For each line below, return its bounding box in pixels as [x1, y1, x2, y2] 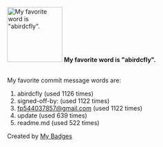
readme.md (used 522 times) [17, 119, 100, 126]
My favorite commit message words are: [7, 76, 122, 84]
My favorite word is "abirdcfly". [63, 56, 156, 64]
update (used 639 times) [17, 111, 87, 120]
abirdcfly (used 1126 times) [17, 89, 94, 98]
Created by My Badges [7, 132, 72, 140]
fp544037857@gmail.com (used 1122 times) [17, 104, 143, 112]
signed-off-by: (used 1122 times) [17, 97, 110, 105]
